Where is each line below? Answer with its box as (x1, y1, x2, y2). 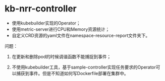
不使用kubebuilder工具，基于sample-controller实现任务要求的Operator (11, 64, 156, 70)
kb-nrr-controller (4, 3, 77, 14)
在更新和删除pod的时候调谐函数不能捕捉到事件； (11, 53, 111, 60)
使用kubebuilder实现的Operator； (11, 20, 81, 26)
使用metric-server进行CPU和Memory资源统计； (11, 26, 110, 32)
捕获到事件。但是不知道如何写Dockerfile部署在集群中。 (16, 70, 129, 76)
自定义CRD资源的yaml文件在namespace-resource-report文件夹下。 (11, 32, 150, 38)
